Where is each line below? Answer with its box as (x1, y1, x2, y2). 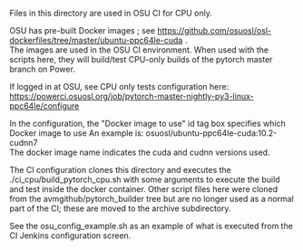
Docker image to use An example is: (9, 128, 144, 139)
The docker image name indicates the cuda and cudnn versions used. (9, 147, 270, 158)
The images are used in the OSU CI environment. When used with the (9, 44, 269, 55)
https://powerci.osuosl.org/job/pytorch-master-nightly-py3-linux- (9, 91, 254, 101)
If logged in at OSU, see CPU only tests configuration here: (9, 82, 230, 91)
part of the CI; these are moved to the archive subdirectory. (9, 203, 231, 214)
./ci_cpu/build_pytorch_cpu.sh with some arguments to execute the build (9, 174, 280, 185)
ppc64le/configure (9, 101, 80, 111)
